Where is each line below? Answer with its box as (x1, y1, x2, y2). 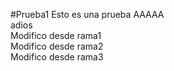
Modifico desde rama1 (10, 30, 102, 41)
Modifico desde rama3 (10, 51, 104, 63)
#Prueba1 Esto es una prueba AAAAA (10, 9, 165, 20)
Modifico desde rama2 (10, 40, 104, 52)
